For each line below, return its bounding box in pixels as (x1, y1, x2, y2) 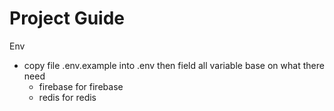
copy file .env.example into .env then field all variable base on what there (23, 59, 325, 71)
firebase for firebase (38, 80, 124, 92)
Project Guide (9, 7, 126, 30)
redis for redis (38, 91, 97, 103)
